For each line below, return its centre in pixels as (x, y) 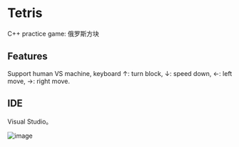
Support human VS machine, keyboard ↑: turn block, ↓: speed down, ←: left (120, 73)
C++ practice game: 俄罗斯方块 (54, 33)
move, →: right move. (39, 81)
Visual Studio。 (30, 121)
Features (27, 56)
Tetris (25, 13)
